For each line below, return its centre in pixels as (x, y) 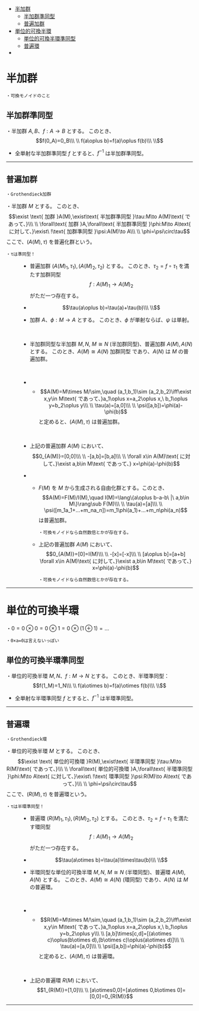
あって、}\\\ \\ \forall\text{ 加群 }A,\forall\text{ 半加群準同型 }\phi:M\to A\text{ (99, 224)
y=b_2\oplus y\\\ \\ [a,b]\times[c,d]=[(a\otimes (116, 933)
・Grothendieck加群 (29, 194)
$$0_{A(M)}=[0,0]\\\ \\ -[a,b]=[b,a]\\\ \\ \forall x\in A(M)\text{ (105, 456)
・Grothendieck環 (27, 739)
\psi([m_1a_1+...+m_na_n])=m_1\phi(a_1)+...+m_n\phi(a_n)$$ (116, 510)
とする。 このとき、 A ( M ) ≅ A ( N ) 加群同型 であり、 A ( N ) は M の (106, 351)
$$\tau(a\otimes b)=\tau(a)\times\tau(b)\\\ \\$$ (111, 860)
